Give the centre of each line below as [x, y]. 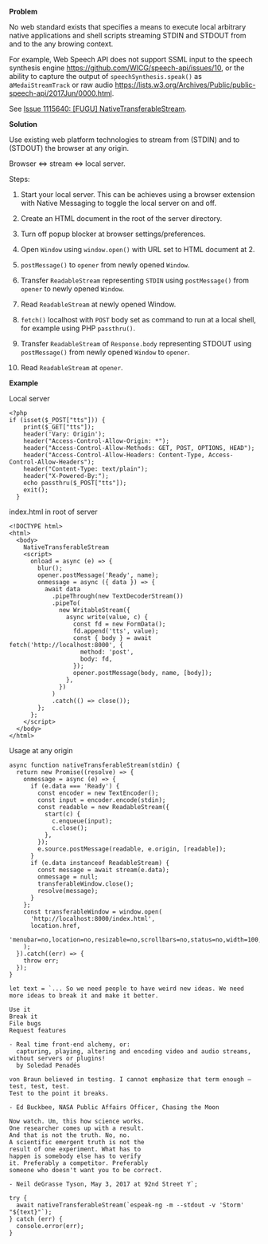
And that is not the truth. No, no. [70, 1135]
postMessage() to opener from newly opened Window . [105, 265]
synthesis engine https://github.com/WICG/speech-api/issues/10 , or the [127, 68]
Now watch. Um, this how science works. [77, 1121]
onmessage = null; [68, 877]
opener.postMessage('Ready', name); [98, 575]
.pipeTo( [66, 603]
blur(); [50, 568]
